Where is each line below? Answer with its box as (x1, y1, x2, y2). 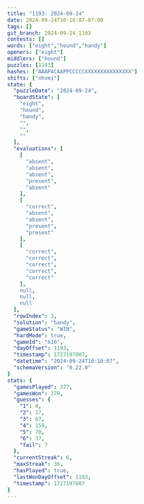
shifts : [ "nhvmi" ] (7, 74, 60, 82)
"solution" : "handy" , (13, 319, 76, 326)
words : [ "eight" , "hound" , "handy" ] (7, 42, 107, 49)
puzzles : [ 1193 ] (7, 62, 54, 69)
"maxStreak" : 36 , (13, 461, 64, 468)
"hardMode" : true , (13, 332, 67, 339)
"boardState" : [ (13, 94, 60, 101)
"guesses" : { (13, 396, 51, 404)
